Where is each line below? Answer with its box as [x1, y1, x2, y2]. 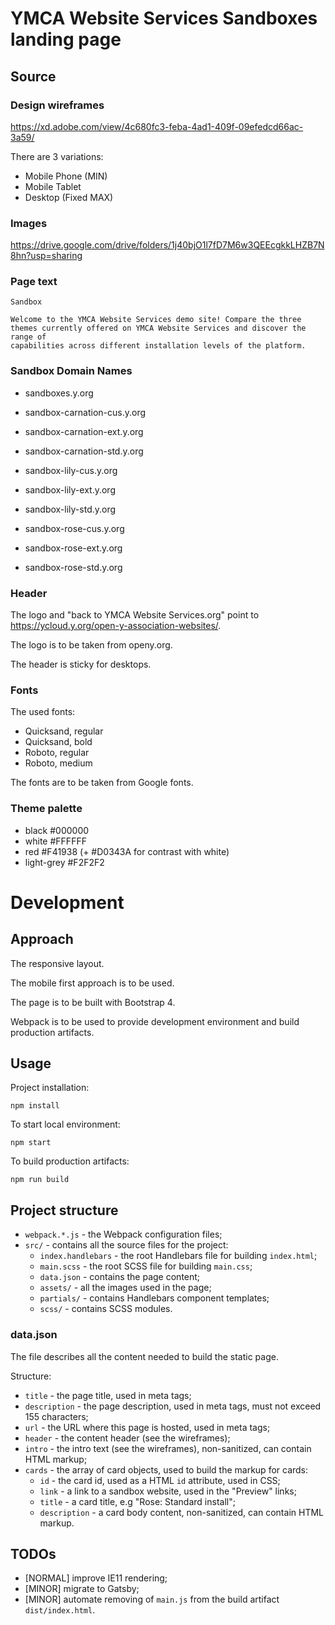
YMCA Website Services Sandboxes [10, 7, 318, 30]
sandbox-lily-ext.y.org [24, 483, 116, 496]
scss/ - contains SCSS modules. [39, 1303, 173, 1315]
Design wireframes [10, 98, 105, 112]
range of [10, 332, 47, 342]
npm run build [10, 1175, 70, 1185]
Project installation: [10, 1082, 90, 1094]
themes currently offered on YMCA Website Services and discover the [10, 323, 307, 334]
